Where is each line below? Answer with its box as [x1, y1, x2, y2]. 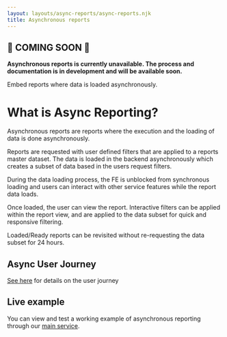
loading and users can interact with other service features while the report [7, 183, 217, 191]
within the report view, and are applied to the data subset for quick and [7, 210, 206, 219]
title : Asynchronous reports [7, 16, 90, 23]
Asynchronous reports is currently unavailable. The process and [7, 60, 195, 68]
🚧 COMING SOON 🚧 [7, 42, 90, 53]
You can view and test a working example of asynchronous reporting [7, 314, 201, 323]
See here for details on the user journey [7, 277, 119, 285]
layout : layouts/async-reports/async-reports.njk [7, 10, 152, 17]
